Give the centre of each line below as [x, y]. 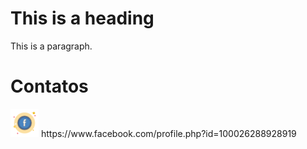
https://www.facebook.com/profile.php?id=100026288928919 [168, 133]
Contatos [49, 86]
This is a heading [82, 18]
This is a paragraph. [51, 46]
